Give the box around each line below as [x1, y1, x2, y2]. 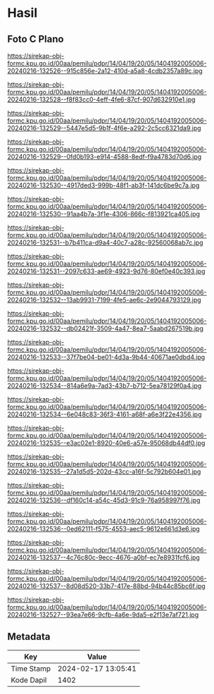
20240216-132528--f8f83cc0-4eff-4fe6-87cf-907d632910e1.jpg [7, 95, 196, 104]
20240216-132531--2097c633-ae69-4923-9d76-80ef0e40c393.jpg [7, 267, 206, 275]
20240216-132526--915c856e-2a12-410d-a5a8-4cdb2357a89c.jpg [7, 67, 203, 75]
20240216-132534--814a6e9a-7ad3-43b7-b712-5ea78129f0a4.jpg [7, 382, 202, 390]
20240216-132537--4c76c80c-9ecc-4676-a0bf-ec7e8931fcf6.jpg [7, 553, 201, 562]
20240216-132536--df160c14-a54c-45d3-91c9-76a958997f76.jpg [7, 496, 201, 504]
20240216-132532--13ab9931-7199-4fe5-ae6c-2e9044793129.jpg [7, 296, 202, 304]
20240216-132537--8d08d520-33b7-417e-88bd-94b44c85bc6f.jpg [7, 582, 206, 590]
